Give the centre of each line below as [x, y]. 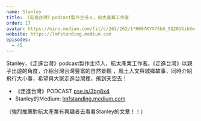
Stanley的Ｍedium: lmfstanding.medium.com [70, 98]
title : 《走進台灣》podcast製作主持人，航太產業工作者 [68, 17]
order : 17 [19, 23]
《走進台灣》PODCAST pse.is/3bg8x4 [62, 91]
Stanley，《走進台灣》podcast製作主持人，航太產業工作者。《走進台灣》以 [97, 63]
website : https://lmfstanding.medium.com [59, 34]
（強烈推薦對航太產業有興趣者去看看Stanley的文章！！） [76, 111]
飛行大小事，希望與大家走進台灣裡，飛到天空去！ [67, 78]
